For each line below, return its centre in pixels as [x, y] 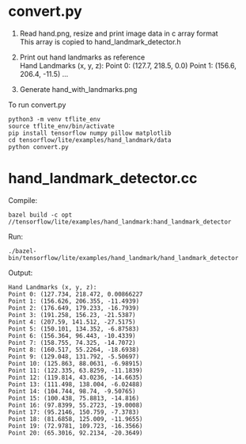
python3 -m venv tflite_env [55, 119]
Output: [21, 273]
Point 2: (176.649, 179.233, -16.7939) [74, 308]
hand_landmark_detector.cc [103, 179]
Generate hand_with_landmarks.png [78, 89]
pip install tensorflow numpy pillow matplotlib [90, 133]
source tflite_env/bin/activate [61, 126]
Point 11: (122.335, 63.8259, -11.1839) [76, 370]
